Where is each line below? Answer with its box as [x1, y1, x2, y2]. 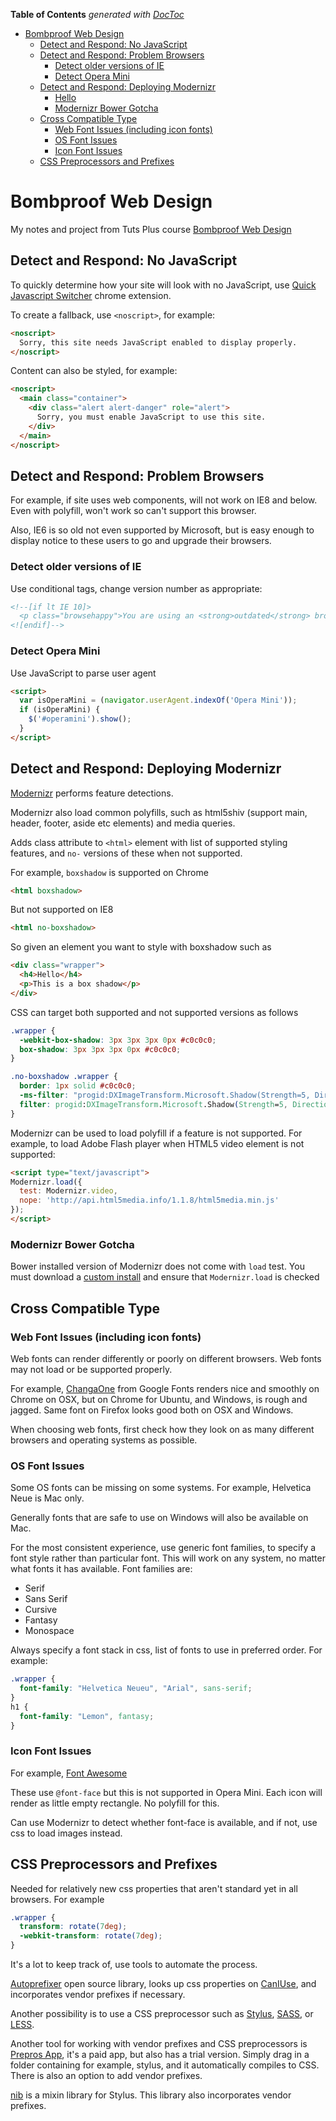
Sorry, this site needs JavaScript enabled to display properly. [19, 337, 298, 348]
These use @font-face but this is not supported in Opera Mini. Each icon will [10, 1786, 323, 1798]
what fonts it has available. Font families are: [10, 1563, 193, 1575]
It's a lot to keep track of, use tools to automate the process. [10, 1959, 258, 1971]
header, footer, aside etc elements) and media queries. [10, 817, 236, 829]
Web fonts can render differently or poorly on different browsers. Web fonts [10, 1352, 322, 1364]
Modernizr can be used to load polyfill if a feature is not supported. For [10, 1127, 303, 1139]
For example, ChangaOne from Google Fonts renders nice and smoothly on [10, 1382, 320, 1394]
